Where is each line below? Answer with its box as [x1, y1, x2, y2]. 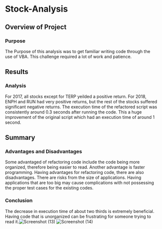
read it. [5, 218, 19, 225]
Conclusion [5, 197, 33, 204]
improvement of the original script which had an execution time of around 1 [5, 114, 155, 120]
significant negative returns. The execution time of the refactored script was [5, 104, 158, 110]
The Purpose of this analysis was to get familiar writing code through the [5, 48, 150, 54]
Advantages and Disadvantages [5, 148, 82, 154]
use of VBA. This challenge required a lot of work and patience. [5, 54, 132, 59]
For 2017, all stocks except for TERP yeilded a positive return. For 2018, [5, 94, 147, 99]
